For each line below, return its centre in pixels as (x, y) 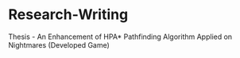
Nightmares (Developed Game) (59, 44)
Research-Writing (68, 15)
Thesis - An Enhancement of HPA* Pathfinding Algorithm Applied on (120, 37)
